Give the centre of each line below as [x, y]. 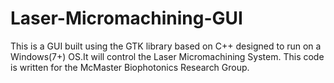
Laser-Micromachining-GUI [126, 18]
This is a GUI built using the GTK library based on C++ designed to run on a [166, 46]
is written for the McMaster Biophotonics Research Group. [130, 67]
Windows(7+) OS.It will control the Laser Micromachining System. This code [167, 56]
